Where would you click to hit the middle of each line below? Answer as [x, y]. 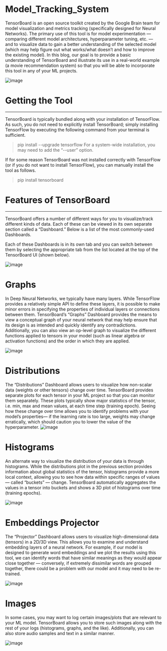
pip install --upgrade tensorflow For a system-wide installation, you [86, 145]
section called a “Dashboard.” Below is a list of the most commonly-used [80, 229]
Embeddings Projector [52, 522]
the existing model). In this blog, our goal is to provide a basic [68, 55]
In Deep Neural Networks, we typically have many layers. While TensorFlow [83, 299]
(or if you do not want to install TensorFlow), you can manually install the [80, 165]
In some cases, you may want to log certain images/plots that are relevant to [83, 617]
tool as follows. [21, 170]
